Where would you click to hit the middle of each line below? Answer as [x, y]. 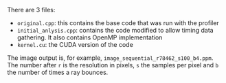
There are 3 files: [31, 10]
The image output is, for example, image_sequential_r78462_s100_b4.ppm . [110, 58]
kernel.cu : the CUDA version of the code [75, 45]
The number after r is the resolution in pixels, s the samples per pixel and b [113, 65]
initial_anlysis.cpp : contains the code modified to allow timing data [115, 30]
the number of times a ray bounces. [58, 72]
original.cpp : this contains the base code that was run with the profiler [118, 23]
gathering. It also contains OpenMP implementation [90, 37]
